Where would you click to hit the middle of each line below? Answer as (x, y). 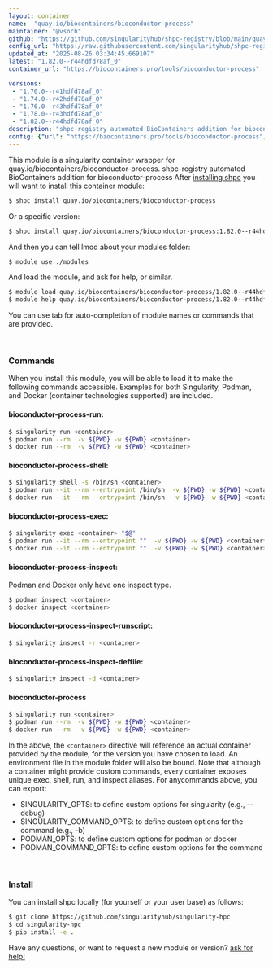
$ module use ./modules (49, 261)
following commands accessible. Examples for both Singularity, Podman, (130, 387)
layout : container (39, 16)
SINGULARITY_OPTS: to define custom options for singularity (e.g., (132, 804)
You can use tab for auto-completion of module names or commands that (131, 315)
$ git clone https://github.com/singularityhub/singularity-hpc (119, 917)
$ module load (32, 292)
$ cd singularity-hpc (45, 925)
